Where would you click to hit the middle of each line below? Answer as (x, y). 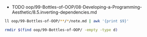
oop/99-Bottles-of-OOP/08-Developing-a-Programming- (84, 7)
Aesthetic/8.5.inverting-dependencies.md (54, 12)
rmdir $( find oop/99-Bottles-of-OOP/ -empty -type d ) (61, 30)
